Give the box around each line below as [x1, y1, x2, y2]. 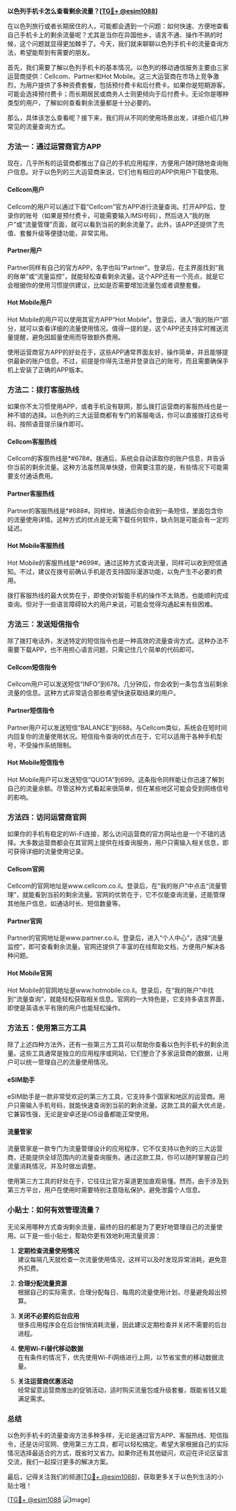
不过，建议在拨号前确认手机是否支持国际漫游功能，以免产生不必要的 [19, 567, 216, 575]
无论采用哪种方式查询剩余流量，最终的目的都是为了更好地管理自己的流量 [7, 1223, 216, 1231]
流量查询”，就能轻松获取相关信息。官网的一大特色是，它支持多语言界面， [16, 994, 228, 1003]
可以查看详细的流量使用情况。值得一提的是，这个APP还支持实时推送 [25, 324, 223, 332]
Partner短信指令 [7, 706, 55, 714]
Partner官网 [7, 917, 42, 925]
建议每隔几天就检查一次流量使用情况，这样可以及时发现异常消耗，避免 [17, 1255, 221, 1264]
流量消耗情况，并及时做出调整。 [7, 1162, 100, 1170]
